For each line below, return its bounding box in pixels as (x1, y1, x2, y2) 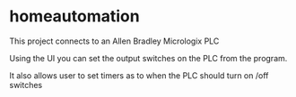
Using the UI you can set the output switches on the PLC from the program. (9, 53, 288, 63)
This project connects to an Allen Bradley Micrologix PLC (9, 36, 220, 46)
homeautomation (9, 6, 141, 27)
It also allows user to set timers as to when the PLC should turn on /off (9, 69, 269, 81)
